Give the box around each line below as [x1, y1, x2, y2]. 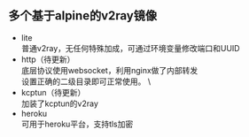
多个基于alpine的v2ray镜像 [8, 8, 157, 24]
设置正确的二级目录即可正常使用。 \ [20, 76, 152, 87]
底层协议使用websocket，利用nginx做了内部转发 [20, 65, 198, 75]
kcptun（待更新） [20, 87, 86, 97]
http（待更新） [20, 54, 75, 65]
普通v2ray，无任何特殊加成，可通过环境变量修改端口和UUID [20, 42, 240, 53]
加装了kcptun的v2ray [20, 98, 99, 109]
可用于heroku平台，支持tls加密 [20, 118, 134, 129]
